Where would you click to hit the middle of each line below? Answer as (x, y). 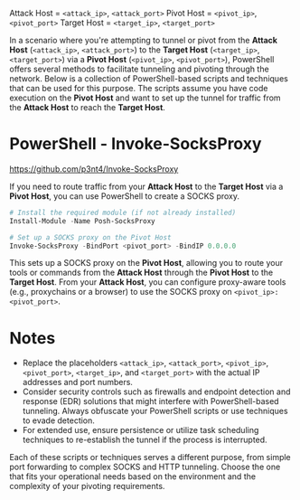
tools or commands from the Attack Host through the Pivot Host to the (141, 273)
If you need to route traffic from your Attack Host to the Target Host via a (146, 186)
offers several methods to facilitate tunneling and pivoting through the (139, 69)
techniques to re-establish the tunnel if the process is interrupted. (145, 440)
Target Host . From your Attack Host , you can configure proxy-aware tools (148, 282)
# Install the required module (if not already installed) (123, 212)
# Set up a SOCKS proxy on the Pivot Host (90, 237)
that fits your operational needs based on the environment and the (132, 476)
